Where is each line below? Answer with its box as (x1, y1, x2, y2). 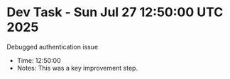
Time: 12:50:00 (16, 56, 61, 64)
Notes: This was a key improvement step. (16, 63, 138, 72)
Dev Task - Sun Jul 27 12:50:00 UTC (6, 4, 224, 20)
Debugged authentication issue (6, 42, 99, 51)
